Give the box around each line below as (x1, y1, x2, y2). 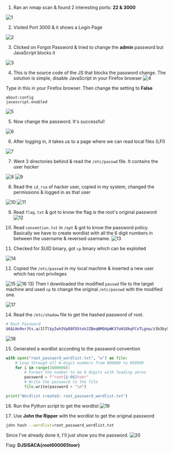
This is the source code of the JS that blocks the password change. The (13, 69, 166, 76)
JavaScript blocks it (13, 50, 55, 56)
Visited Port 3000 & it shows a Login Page (13, 24, 103, 30)
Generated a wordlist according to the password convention (13, 346, 141, 352)
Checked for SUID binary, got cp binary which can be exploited (13, 245, 146, 251)
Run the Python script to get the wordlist (13, 403, 99, 409)
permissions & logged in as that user (13, 189, 91, 195)
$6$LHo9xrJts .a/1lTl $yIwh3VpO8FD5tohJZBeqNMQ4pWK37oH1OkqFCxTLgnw (6, 326, 151, 331)
